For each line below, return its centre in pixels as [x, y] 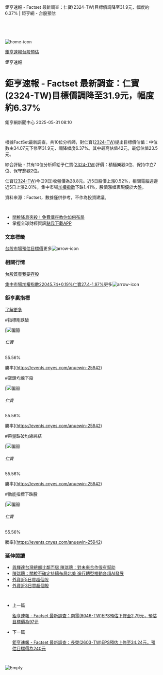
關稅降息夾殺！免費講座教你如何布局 [48, 217]
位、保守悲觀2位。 [24, 170]
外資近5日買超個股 [31, 579]
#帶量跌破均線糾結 [24, 436]
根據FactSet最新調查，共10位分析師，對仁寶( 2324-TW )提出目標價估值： [77, 142]
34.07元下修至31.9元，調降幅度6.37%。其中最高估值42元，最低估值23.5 [86, 148]
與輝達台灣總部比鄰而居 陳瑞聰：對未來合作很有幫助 [64, 567]
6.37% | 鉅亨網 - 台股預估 [31, 13]
